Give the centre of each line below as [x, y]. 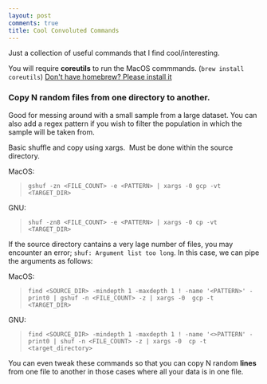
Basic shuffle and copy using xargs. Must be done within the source [121, 147]
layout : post [30, 16]
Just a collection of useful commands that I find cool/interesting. [114, 53]
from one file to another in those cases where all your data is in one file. [126, 371]
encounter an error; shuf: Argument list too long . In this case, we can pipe [134, 253]
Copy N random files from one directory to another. [109, 98]
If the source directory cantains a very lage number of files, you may [121, 244]
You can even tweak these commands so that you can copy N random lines [132, 362]
